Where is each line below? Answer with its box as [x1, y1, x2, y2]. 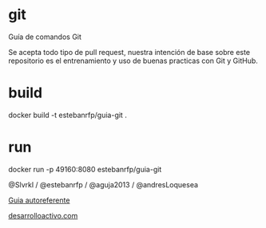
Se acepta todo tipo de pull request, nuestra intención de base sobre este [8, 47, 250, 57]
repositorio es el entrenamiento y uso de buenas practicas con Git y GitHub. [8, 56, 258, 65]
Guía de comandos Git [8, 32, 82, 41]
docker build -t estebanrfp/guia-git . [8, 110, 128, 120]
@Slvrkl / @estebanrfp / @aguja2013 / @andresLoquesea [8, 179, 198, 189]
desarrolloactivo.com [8, 210, 78, 220]
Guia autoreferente [8, 195, 70, 205]
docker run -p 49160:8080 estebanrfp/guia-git [8, 164, 162, 174]
